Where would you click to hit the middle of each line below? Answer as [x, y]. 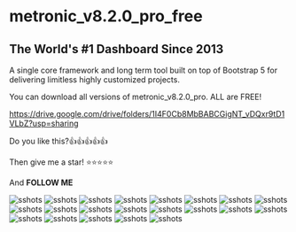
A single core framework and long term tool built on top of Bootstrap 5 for [144, 70]
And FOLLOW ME [41, 182]
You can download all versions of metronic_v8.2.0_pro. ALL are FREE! [136, 97]
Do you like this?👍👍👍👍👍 [58, 141]
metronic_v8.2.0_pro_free [106, 16]
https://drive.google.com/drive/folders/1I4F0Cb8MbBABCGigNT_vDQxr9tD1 [147, 114]
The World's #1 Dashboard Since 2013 [117, 49]
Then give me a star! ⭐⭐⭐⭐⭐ [61, 162]
